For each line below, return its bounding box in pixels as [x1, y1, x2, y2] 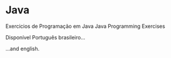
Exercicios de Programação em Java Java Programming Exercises [5, 23, 165, 30]
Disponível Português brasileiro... [5, 34, 85, 41]
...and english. [5, 45, 40, 52]
